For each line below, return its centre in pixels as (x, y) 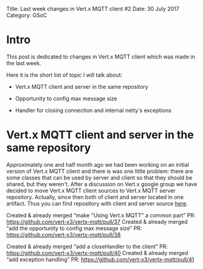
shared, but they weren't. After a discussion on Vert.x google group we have (102, 184)
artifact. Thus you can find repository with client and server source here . (97, 203)
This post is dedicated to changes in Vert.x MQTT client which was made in (101, 57)
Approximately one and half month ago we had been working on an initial (98, 164)
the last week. (24, 63)
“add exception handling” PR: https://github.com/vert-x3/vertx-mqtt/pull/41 (100, 259)
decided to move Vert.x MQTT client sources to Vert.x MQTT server (91, 190)
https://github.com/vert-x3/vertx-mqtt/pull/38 (64, 234)
